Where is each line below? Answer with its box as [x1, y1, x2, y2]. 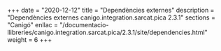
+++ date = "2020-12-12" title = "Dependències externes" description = [7, 6, 215, 14]
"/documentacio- [59, 21, 109, 29]
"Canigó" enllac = [7, 21, 58, 29]
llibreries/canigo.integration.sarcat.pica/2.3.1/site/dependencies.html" [7, 28, 208, 36]
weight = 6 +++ [7, 36, 52, 44]
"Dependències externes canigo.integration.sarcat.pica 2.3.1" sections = [7, 13, 215, 22]
